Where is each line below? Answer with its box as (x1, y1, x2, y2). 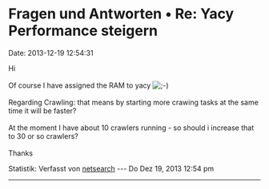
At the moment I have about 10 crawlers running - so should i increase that (8, 123, 255, 132)
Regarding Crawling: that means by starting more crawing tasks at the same (8, 97, 259, 107)
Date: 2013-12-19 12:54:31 (8, 48, 94, 57)
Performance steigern (8, 22, 159, 40)
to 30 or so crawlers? (8, 131, 78, 140)
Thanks (8, 148, 34, 158)
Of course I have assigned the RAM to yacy (8, 81, 151, 90)
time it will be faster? (8, 105, 77, 116)
